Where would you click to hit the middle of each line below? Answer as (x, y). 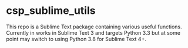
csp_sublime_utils (51, 11)
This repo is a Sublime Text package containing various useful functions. (94, 27)
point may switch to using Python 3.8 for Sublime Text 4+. (76, 39)
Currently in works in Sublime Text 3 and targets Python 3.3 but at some (93, 32)
